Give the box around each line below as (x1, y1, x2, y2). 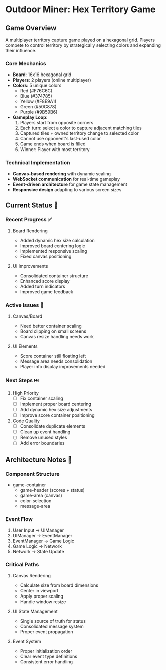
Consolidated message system (20, 623, 84, 629)
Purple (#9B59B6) (20, 109, 58, 115)
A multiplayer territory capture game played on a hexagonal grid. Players (5, 37, 155, 43)
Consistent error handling (20, 658, 73, 665)
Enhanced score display (20, 278, 70, 284)
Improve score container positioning (20, 412, 95, 418)
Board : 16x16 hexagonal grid (12, 71, 72, 78)
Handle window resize (20, 598, 66, 605)
